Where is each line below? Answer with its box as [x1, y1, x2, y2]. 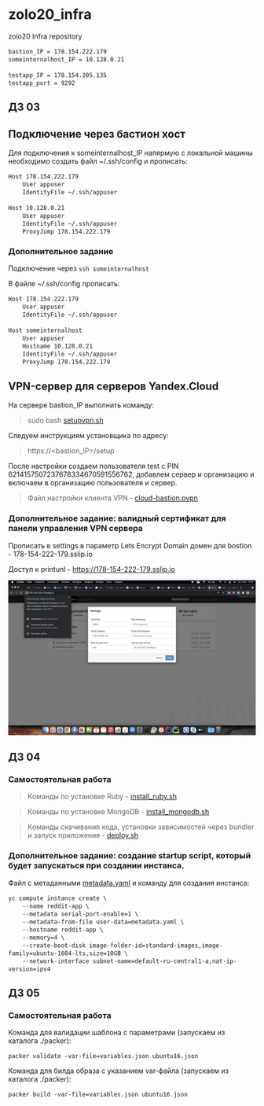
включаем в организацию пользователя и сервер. [8, 478, 178, 488]
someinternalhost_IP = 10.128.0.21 [8, 55, 125, 64]
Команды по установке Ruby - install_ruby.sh [27, 792, 177, 802]
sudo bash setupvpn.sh [27, 415, 104, 426]
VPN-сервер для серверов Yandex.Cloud [8, 379, 219, 393]
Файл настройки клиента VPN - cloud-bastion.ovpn [27, 493, 199, 503]
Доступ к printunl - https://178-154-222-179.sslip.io [8, 564, 175, 573]
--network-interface [22, 957, 90, 965]
